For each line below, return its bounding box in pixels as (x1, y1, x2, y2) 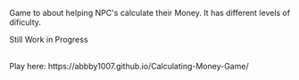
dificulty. (9, 17, 42, 28)
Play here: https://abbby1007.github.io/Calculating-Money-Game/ (9, 61, 249, 71)
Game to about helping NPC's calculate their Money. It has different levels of (9, 8, 291, 18)
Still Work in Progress (9, 35, 88, 44)
